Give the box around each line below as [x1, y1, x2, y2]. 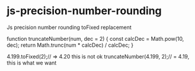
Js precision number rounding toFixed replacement [7, 24, 132, 31]
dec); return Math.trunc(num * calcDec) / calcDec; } [7, 41, 134, 49]
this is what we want [7, 59, 57, 66]
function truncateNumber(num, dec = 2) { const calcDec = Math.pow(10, [7, 35, 184, 42]
